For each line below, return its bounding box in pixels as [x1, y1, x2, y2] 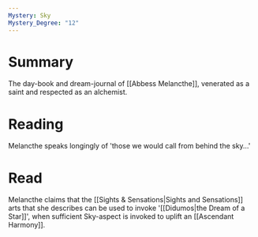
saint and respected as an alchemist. [8, 88, 128, 97]
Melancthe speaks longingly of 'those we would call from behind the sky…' [8, 141, 251, 151]
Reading [8, 115, 64, 133]
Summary [8, 53, 73, 71]
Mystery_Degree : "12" [8, 19, 80, 27]
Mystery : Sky [8, 11, 51, 20]
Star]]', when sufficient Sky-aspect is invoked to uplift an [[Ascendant [8, 212, 234, 221]
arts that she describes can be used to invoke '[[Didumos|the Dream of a [8, 203, 245, 213]
